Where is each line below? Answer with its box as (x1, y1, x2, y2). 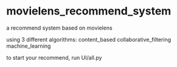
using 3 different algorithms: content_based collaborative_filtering (6, 36, 172, 43)
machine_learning (6, 42, 51, 49)
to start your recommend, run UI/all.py (6, 54, 102, 61)
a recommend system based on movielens (6, 24, 113, 31)
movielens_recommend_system (6, 4, 172, 18)
